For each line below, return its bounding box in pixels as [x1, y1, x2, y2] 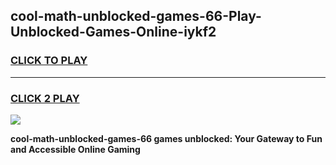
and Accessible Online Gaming [10, 143, 141, 155]
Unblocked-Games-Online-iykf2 [10, 24, 217, 41]
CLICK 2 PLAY [10, 91, 80, 105]
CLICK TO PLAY [10, 54, 88, 68]
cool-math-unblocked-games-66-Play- [10, 8, 262, 25]
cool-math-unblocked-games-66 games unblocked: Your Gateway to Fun [10, 132, 323, 144]
